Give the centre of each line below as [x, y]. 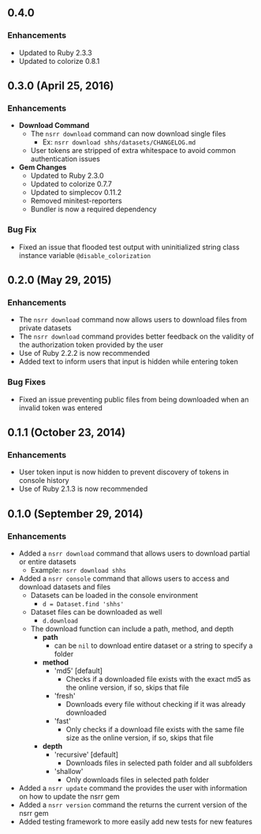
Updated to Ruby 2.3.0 [67, 176]
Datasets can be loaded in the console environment [114, 596]
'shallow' [69, 772]
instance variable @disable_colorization [85, 255]
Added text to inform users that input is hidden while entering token [128, 361]
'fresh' [65, 696]
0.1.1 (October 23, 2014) [67, 433]
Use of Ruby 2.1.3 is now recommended [83, 489]
